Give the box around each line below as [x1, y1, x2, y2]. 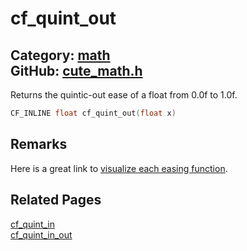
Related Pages [10, 192, 102, 209]
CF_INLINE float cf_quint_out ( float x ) [10, 108, 177, 118]
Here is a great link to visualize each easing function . [10, 162, 228, 174]
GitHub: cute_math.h [10, 62, 143, 79]
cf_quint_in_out [10, 228, 73, 241]
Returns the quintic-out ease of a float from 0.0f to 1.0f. [10, 89, 238, 101]
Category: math [10, 47, 111, 64]
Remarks [10, 136, 68, 153]
